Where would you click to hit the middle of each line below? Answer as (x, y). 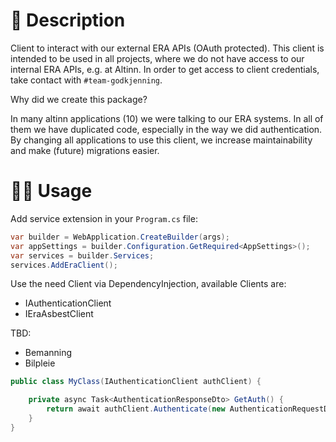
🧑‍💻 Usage (51, 191)
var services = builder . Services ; (82, 255)
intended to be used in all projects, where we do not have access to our (157, 58)
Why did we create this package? (79, 99)
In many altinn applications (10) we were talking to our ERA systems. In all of (167, 118)
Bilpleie (40, 363)
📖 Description (68, 20)
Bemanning (48, 353)
